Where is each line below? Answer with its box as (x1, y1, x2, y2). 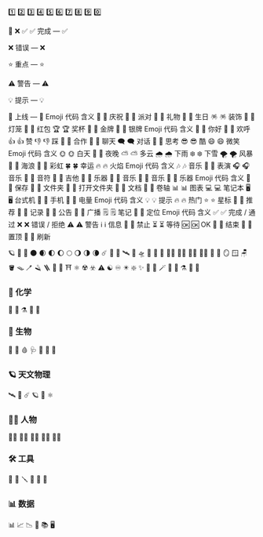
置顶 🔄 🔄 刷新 (8, 232, 51, 241)
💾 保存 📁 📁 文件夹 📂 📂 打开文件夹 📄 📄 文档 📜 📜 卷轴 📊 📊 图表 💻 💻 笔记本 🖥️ (8, 183, 251, 192)
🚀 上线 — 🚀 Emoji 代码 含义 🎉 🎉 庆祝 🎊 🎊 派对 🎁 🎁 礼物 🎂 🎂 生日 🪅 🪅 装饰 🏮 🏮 (8, 112, 255, 121)
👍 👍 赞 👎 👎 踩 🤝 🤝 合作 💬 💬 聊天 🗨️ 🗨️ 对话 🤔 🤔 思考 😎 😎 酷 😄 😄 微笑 (8, 136, 240, 146)
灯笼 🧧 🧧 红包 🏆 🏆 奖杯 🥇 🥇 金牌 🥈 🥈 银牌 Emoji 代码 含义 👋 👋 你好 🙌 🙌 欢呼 (8, 125, 251, 133)
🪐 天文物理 (8, 368, 51, 379)
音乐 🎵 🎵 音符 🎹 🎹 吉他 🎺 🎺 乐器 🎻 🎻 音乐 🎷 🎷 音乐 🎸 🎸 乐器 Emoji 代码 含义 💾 (8, 173, 251, 183)
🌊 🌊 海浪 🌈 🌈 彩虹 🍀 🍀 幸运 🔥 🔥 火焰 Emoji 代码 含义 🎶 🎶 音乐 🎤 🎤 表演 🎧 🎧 (8, 161, 250, 170)
